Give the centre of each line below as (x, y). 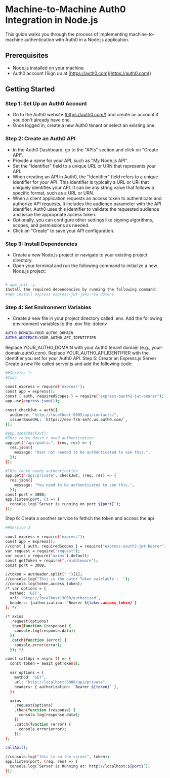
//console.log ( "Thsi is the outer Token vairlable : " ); (68, 579)
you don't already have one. (42, 120)
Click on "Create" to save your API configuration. (63, 231)
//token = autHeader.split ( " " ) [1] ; (44, 574)
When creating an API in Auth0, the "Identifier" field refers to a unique (85, 177)
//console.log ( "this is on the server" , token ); (57, 757)
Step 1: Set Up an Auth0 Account (46, 104)
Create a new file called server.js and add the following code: (69, 364)
